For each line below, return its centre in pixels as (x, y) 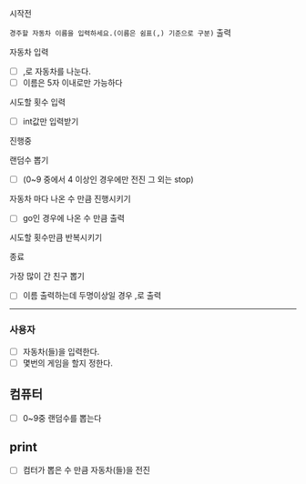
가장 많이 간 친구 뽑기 (47, 277)
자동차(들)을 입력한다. (61, 351)
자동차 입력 (29, 52)
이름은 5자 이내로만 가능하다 (72, 83)
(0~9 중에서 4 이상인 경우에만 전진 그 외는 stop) (108, 179)
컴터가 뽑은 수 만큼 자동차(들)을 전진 (86, 470)
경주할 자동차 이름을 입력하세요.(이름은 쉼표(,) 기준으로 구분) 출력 (121, 33)
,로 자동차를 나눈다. (56, 71)
